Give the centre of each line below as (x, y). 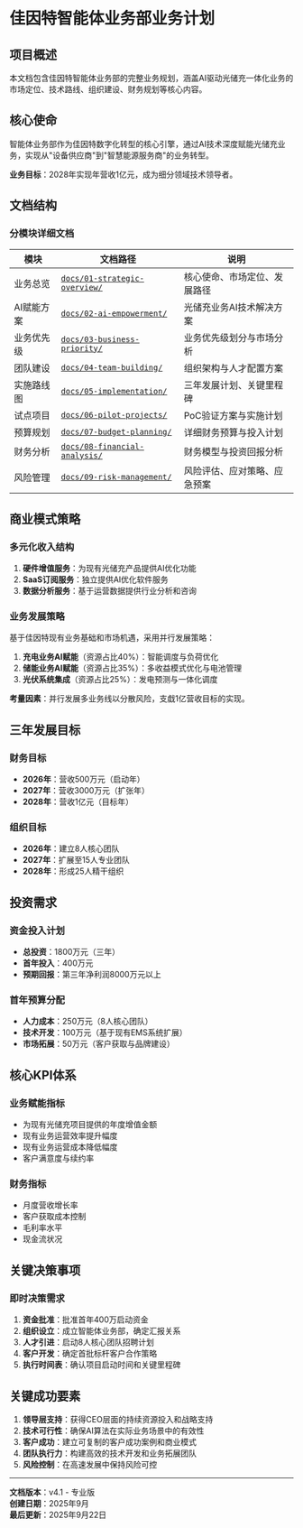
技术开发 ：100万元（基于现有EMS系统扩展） (105, 1033)
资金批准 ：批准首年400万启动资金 (85, 1320)
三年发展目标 (45, 730)
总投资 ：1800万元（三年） (71, 952)
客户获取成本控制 (54, 1217)
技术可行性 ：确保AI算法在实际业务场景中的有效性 (113, 1431)
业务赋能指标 (37, 1103)
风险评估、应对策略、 (229, 470)
